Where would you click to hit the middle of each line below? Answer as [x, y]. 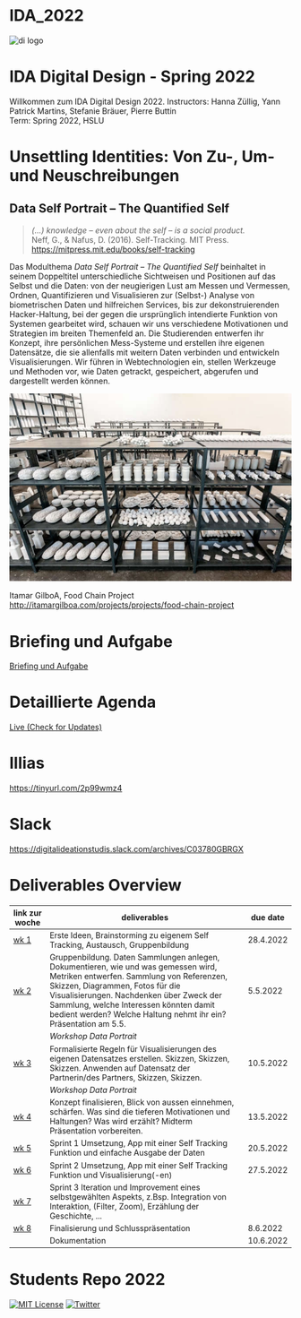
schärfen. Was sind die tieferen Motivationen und [139, 1112]
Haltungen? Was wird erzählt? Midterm [120, 1122]
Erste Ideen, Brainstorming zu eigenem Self [129, 935]
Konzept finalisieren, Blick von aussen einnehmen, [142, 1102]
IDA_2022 [47, 16]
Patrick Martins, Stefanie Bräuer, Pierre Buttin [93, 111]
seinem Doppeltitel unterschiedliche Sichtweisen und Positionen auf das [142, 276]
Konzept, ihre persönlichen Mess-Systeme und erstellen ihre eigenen [137, 342]
